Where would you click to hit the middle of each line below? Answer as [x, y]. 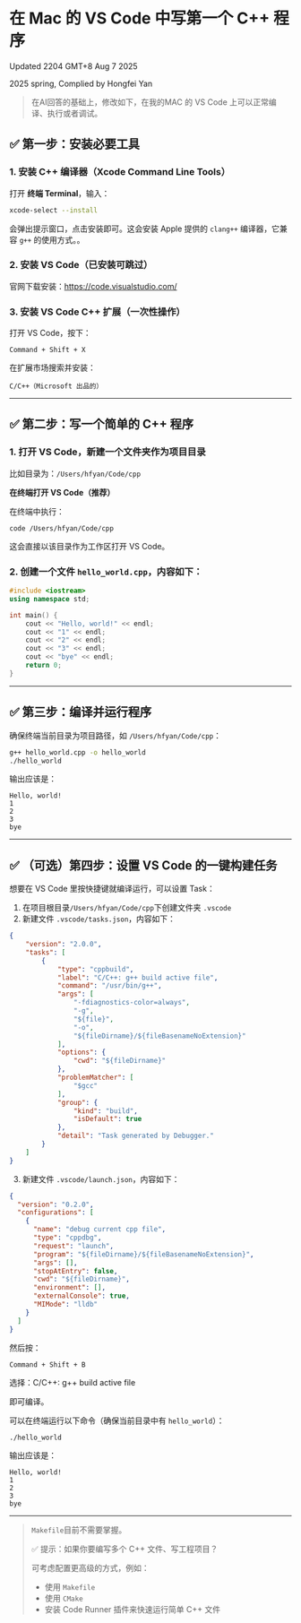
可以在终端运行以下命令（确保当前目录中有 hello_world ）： [117, 1420]
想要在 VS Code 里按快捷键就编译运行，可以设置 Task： [112, 889]
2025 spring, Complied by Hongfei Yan [81, 83]
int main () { [34, 615]
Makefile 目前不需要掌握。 [79, 1530]
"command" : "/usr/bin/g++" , [110, 986]
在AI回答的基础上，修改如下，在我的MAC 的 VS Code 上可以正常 [150, 102]
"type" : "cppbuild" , [95, 969]
